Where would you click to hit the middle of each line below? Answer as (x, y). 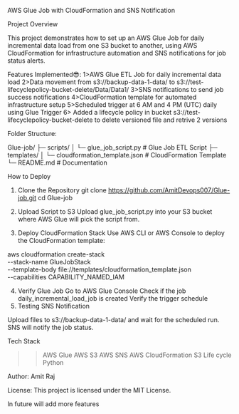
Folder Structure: (32, 134)
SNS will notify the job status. (51, 327)
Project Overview (33, 24)
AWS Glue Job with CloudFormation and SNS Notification (91, 10)
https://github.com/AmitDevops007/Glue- (169, 190)
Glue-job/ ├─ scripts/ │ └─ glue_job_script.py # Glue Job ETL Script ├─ (113, 148)
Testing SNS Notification (54, 306)
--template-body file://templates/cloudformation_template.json (100, 269)
